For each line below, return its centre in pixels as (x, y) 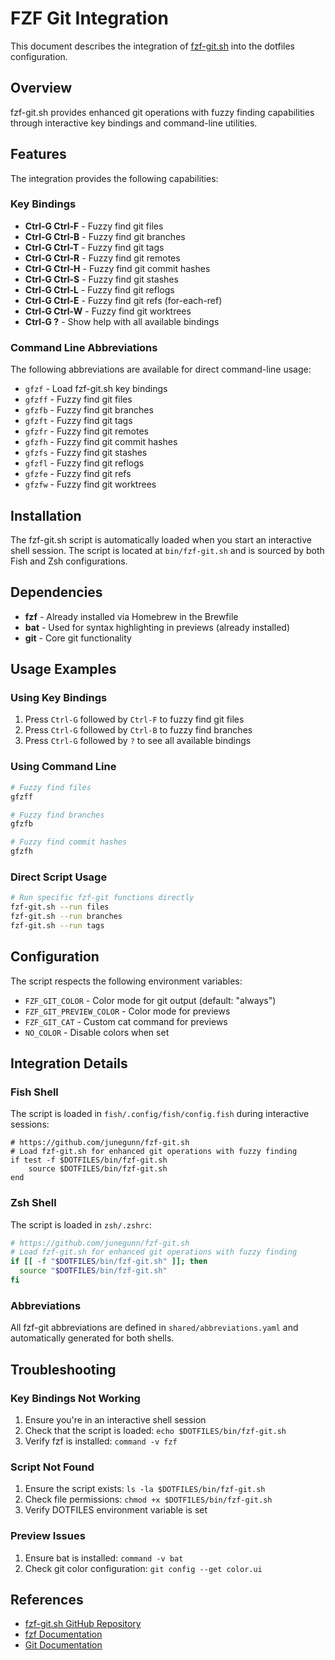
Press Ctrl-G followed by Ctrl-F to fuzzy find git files (134, 719)
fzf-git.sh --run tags (57, 925)
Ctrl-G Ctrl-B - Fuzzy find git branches (105, 236)
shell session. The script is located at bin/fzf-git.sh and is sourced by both (167, 550)
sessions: (30, 1124)
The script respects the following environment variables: (126, 981)
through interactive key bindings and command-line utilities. (134, 123)
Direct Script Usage (59, 877)
